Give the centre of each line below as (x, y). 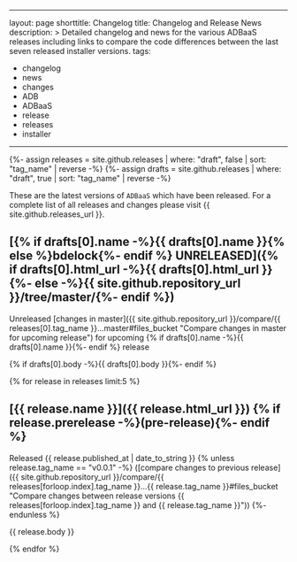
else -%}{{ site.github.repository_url (137, 284)
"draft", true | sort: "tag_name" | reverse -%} (90, 178)
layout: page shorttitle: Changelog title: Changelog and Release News (136, 23)
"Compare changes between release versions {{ (97, 496)
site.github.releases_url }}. (57, 214)
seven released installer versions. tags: (80, 51)
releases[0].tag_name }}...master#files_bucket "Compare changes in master (148, 327)
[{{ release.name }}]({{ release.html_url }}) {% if (145, 409)
